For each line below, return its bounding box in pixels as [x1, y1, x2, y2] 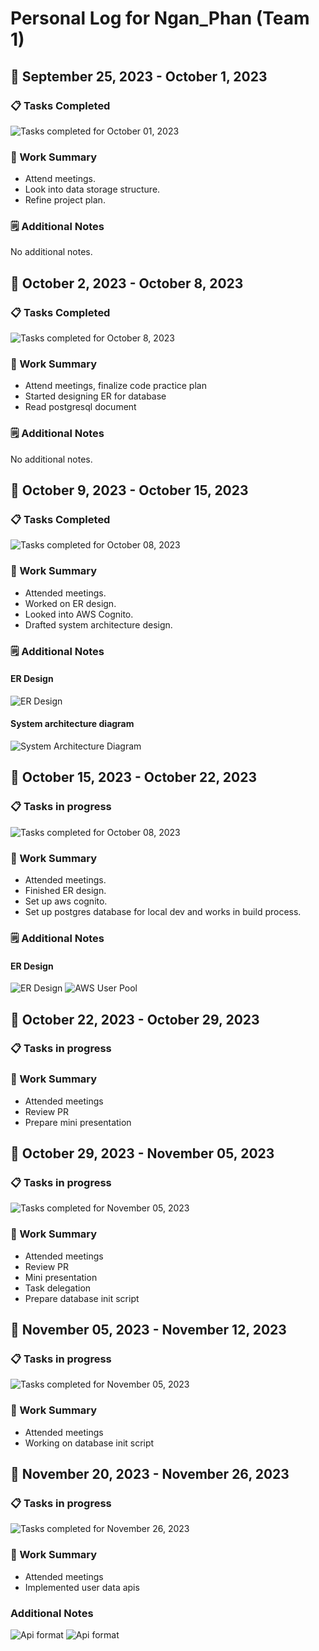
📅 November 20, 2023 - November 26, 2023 [10, 1466, 290, 1483]
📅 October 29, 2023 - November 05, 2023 [10, 1145, 275, 1162]
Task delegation [24, 1282, 92, 1294]
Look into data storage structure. [24, 183, 161, 196]
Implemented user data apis [24, 1581, 140, 1593]
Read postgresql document [24, 401, 137, 413]
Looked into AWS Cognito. [24, 608, 134, 620]
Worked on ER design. [24, 597, 117, 609]
